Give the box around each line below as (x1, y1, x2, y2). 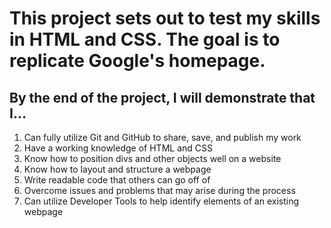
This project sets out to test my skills (9, 7, 321, 30)
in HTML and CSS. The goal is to (9, 28, 281, 51)
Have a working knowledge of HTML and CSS (23, 142, 213, 154)
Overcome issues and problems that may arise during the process (23, 185, 296, 196)
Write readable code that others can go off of (23, 174, 211, 186)
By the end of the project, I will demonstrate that (9, 89, 316, 106)
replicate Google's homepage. (9, 50, 266, 72)
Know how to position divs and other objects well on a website (23, 153, 282, 164)
